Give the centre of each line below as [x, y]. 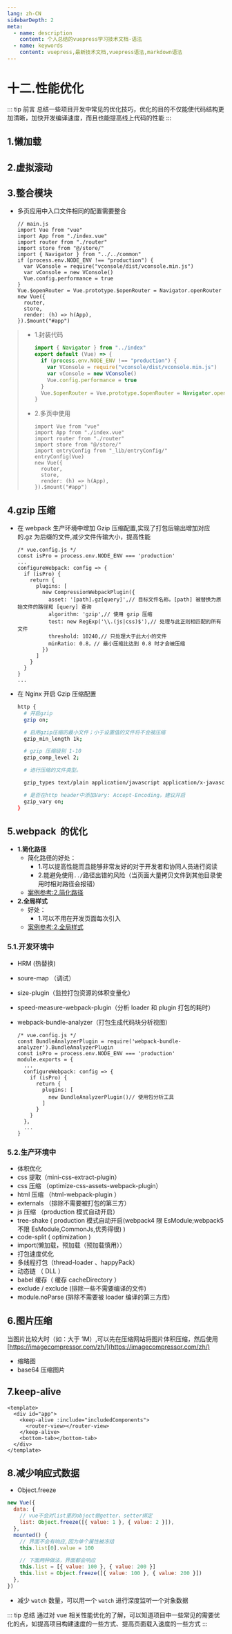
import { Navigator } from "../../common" [79, 254]
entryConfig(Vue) [59, 457]
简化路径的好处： [52, 858]
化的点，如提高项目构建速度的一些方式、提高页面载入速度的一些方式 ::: [108, 1624]
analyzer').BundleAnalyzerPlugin [65, 1047]
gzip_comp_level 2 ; [52, 758]
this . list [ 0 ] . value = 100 [57, 1548]
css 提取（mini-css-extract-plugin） [69, 1177]
